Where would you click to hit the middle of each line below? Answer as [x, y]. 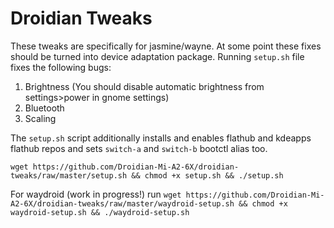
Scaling [40, 118]
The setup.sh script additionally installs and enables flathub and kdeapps [161, 138]
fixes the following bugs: [61, 67]
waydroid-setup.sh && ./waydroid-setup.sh [100, 212]
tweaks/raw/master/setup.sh [69, 175]
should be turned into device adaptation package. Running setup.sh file [157, 56]
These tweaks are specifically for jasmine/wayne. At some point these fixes [166, 46]
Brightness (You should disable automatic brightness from [144, 86]
